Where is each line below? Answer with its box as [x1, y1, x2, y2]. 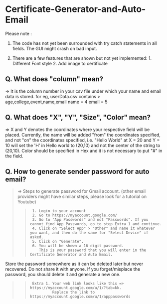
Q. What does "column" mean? [5, 75, 104, 83]
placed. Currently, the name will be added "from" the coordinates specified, [5, 132, 161, 138]
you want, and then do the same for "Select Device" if [29, 230, 149, 235]
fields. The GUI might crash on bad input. [12, 45, 97, 51]
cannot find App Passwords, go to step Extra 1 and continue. [29, 222, 162, 227]
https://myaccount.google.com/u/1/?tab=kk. [29, 286, 122, 291]
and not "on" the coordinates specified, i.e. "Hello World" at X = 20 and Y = [5, 137, 160, 143]
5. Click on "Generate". [32, 239, 84, 244]
